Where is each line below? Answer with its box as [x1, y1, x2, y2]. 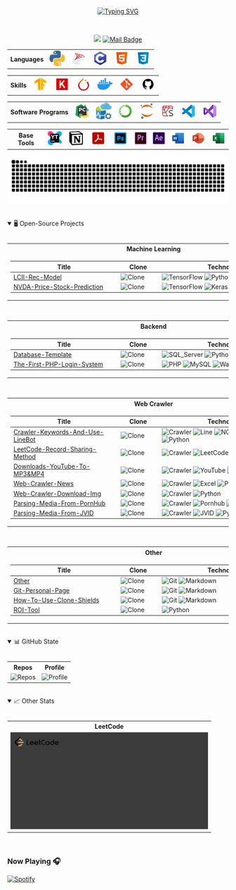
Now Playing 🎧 [7, 856, 61, 866]
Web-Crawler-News [13, 480, 74, 488]
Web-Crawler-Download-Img [13, 489, 102, 498]
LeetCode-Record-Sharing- [13, 444, 97, 453]
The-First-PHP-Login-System [13, 360, 104, 369]
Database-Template [13, 350, 72, 358]
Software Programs [10, 108, 69, 116]
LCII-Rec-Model [13, 273, 62, 282]
